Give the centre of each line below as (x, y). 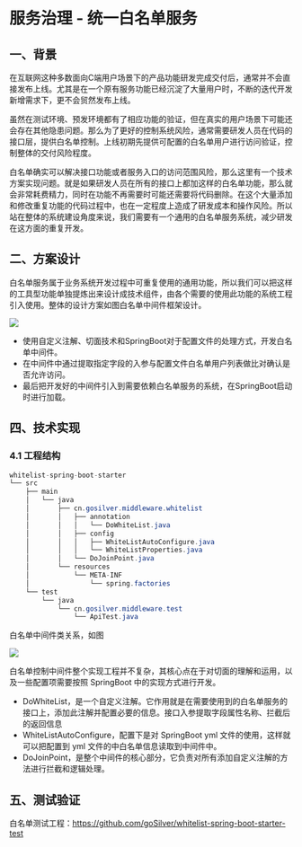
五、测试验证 (45, 800)
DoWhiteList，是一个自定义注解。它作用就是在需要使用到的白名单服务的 (155, 701)
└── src (24, 483)
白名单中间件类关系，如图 (57, 635)
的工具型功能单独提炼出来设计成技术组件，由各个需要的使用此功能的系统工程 (151, 294)
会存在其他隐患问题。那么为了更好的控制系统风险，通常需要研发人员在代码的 (151, 130)
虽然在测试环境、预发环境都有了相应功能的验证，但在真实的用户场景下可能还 (151, 119)
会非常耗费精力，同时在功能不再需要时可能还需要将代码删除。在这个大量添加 (151, 194)
